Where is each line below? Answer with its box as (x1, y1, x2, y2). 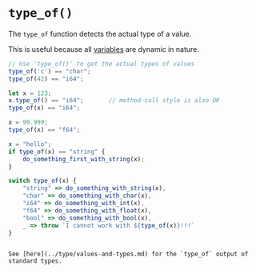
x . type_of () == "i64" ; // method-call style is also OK (8, 97, 220, 105)
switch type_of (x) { (8, 177, 78, 185)
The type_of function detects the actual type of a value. (8, 29, 192, 38)
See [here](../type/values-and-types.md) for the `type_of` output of (8, 250, 249, 259)
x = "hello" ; (8, 140, 52, 148)
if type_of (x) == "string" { (8, 148, 106, 156)
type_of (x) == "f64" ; (8, 126, 81, 134)
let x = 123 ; (8, 89, 52, 97)
